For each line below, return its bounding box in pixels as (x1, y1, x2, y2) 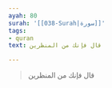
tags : (8, 26, 26, 34)
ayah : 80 (8, 11, 38, 20)
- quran (8, 34, 34, 42)
